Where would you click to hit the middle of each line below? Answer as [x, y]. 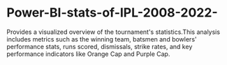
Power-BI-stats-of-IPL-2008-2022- [112, 13]
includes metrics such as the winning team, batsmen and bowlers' [102, 39]
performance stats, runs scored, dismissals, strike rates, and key [100, 46]
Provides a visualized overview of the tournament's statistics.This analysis [113, 32]
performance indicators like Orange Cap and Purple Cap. [88, 54]
